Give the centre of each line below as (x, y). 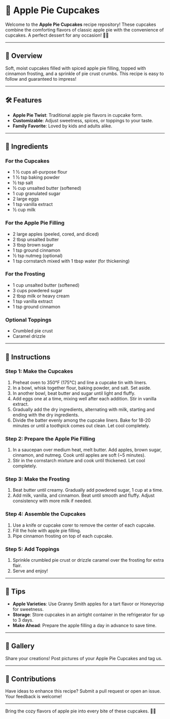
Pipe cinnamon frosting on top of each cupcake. (63, 536)
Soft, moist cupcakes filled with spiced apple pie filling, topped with (76, 68)
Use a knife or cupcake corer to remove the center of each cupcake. (84, 525)
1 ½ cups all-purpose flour (40, 172)
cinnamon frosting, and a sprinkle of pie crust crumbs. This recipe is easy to (85, 74)
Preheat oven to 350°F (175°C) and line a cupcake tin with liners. (80, 382)
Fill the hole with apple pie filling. (47, 530)
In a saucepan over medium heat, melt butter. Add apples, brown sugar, (87, 450)
